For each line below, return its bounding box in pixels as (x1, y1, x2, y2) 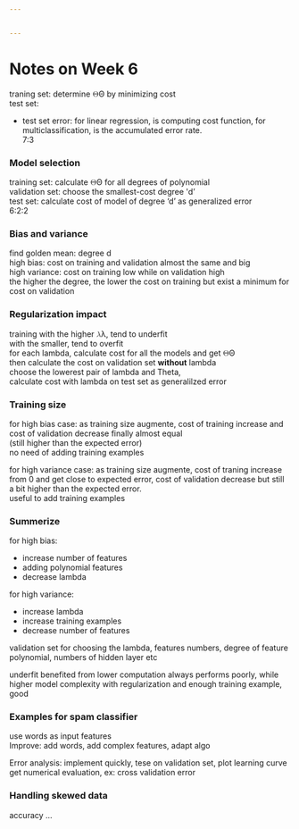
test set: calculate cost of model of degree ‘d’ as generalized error (9, 196, 253, 206)
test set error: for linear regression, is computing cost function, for (21, 115, 266, 126)
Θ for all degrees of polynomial (96, 176, 211, 188)
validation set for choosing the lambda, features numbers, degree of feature (9, 642, 288, 653)
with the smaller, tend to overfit (9, 338, 124, 348)
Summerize (9, 515, 61, 527)
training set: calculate (9, 176, 89, 188)
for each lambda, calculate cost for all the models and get (9, 348, 221, 358)
